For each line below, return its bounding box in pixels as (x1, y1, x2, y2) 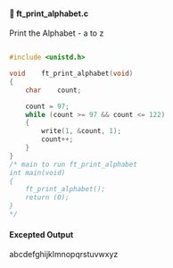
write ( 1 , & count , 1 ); (41, 127, 122, 136)
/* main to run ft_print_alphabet (9, 160, 138, 169)
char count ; (25, 86, 82, 95)
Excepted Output (9, 229, 74, 239)
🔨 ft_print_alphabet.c (9, 8, 89, 19)
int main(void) (9, 168, 66, 177)
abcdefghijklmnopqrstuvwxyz (9, 249, 119, 260)
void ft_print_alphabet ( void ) (9, 69, 134, 79)
